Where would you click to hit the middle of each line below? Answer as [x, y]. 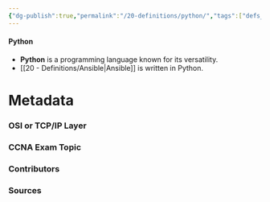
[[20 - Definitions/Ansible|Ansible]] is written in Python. [111, 68]
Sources [25, 190]
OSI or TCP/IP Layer [47, 126]
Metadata [41, 101]
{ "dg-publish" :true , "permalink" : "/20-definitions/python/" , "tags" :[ [125, 16]
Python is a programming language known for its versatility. [119, 59]
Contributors [34, 168]
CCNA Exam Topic [45, 147]
